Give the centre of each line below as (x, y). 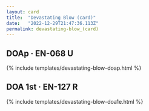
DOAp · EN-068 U (40, 53)
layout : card (23, 12)
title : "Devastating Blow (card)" (51, 18)
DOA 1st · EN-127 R (42, 87)
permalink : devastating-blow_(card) (52, 29)
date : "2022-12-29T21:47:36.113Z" (52, 23)
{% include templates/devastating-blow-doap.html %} (74, 68)
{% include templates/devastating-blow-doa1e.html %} (75, 101)
